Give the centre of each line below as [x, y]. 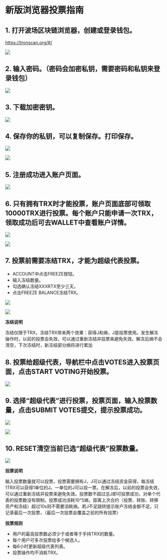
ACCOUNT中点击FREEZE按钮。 [45, 273]
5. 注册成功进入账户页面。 [45, 175]
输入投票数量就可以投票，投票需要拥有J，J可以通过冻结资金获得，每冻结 [80, 481]
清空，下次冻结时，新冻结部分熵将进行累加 [49, 345]
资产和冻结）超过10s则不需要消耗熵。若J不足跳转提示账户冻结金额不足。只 [82, 506]
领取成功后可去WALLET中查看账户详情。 [68, 222]
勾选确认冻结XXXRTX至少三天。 [45, 286]
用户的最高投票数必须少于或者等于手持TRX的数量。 [65, 534]
